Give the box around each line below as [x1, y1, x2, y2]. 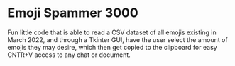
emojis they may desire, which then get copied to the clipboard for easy [7, 43, 218, 51]
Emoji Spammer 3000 [7, 5, 138, 21]
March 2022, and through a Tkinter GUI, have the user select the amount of [7, 35, 229, 44]
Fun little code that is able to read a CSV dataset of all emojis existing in [7, 28, 217, 37]
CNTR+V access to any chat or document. [7, 51, 131, 59]
